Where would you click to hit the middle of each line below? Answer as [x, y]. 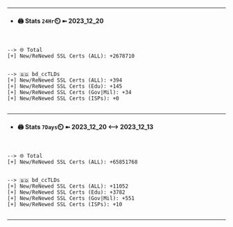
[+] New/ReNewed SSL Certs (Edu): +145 [65, 87]
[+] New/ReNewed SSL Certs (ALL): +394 [65, 80]
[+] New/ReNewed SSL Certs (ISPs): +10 [65, 205]
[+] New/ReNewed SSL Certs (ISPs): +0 [63, 99]
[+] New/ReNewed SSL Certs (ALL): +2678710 [71, 56]
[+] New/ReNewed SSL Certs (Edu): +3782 [67, 192]
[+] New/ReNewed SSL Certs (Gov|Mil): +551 [71, 199]
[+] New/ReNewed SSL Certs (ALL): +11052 [68, 187]
